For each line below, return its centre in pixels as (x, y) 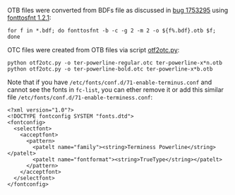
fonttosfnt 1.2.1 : (29, 18)
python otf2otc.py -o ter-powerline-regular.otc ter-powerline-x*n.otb (115, 63)
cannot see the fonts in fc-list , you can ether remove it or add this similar (116, 90)
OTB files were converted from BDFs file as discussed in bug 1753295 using (118, 10)
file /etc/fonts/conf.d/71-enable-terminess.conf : (80, 97)
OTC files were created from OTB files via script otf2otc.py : (94, 50)
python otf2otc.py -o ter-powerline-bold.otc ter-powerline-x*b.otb (110, 69)
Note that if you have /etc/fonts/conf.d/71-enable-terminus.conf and (110, 82)
